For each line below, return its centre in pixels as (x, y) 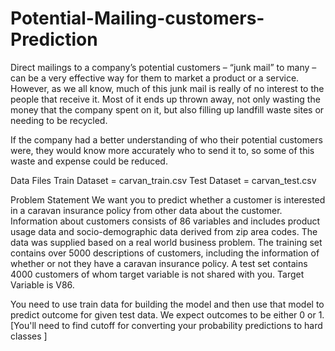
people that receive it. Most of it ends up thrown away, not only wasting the (165, 99)
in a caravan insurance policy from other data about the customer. (146, 210)
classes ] (29, 336)
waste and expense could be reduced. (89, 161)
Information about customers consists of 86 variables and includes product (165, 221)
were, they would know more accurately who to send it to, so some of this (162, 150)
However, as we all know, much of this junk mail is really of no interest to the (167, 88)
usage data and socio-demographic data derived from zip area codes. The (164, 231)
